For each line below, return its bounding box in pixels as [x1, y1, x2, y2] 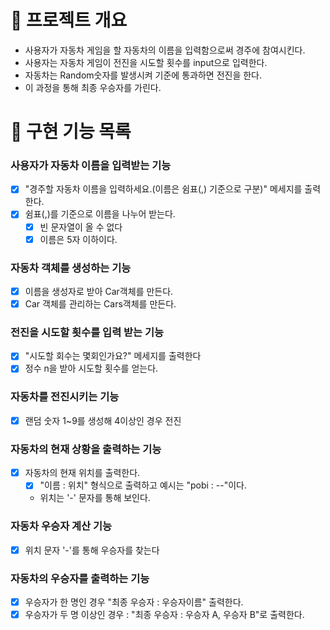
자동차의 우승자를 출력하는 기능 [10, 571, 150, 585]
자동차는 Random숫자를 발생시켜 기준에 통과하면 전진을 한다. [24, 69, 262, 81]
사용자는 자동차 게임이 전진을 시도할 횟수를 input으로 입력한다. [24, 56, 268, 68]
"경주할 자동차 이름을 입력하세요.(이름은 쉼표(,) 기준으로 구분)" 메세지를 [24, 183, 303, 195]
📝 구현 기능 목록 [10, 121, 132, 143]
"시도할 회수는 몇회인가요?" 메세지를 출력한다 [24, 350, 202, 362]
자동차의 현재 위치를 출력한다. [24, 467, 141, 479]
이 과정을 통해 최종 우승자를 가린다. [24, 81, 162, 93]
